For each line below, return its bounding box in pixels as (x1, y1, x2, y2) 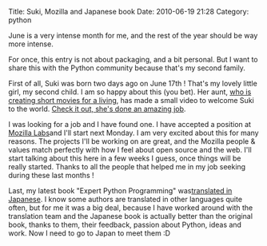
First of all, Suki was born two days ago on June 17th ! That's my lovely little (8, 79, 257, 88)
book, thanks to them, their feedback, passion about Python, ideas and (8, 220, 242, 229)
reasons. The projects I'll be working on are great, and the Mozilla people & (8, 137, 256, 146)
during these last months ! (8, 171, 94, 180)
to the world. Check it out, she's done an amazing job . (8, 104, 186, 113)
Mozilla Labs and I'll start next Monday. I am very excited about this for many (8, 128, 259, 137)
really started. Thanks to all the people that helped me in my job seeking (8, 162, 246, 171)
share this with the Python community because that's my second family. (8, 63, 245, 73)
